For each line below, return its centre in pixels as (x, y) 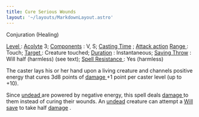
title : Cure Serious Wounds (41, 12)
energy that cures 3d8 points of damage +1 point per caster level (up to (94, 77)
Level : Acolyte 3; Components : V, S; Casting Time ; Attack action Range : (97, 46)
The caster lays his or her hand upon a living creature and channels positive (99, 70)
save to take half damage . (39, 107)
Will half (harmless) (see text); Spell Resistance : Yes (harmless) (85, 59)
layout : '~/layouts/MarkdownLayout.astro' (60, 17)
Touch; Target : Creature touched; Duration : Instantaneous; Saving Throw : (99, 52)
